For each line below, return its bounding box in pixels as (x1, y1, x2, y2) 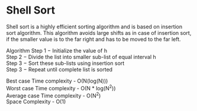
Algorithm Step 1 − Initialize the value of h (6, 47, 108, 54)
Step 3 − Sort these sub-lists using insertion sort (6, 60, 125, 67)
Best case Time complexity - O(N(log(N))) (6, 77, 108, 84)
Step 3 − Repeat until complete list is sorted (6, 66, 113, 73)
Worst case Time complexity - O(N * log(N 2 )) (6, 83, 117, 92)
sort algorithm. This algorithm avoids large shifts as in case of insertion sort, (6, 29, 192, 36)
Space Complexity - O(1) (6, 98, 66, 105)
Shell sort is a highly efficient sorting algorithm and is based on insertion (6, 23, 183, 30)
